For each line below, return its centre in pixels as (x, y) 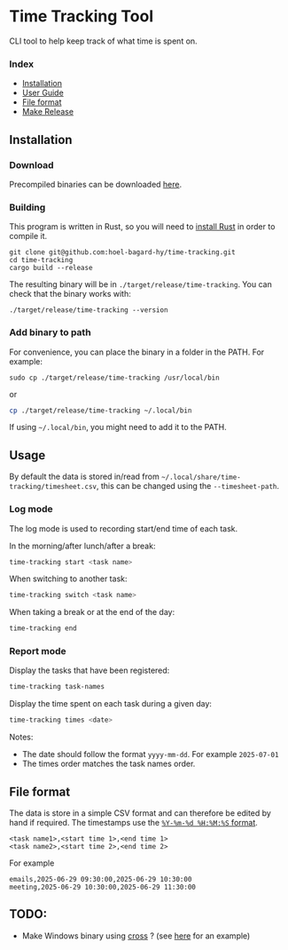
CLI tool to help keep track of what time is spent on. (103, 41)
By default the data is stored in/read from (84, 476)
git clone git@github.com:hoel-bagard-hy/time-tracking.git (123, 252)
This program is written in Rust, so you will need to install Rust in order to (142, 227)
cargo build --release (51, 268)
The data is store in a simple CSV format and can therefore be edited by (140, 813)
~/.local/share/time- (201, 477)
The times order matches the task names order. (109, 764)
